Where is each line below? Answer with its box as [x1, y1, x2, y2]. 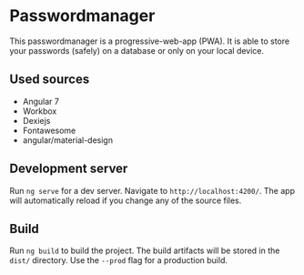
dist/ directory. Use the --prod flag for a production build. [9, 255, 228, 266]
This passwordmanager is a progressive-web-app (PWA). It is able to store [9, 36, 289, 46]
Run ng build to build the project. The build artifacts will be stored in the [9, 245, 280, 256]
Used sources [9, 72, 90, 87]
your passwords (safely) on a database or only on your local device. [9, 45, 265, 56]
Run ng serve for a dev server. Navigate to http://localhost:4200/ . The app [9, 185, 296, 196]
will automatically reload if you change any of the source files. [9, 195, 242, 206]
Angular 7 [22, 96, 59, 107]
